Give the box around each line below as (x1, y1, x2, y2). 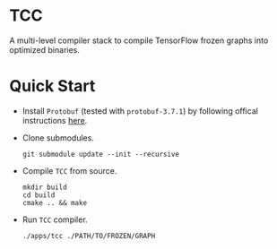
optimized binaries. (9, 44, 81, 55)
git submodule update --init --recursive (22, 150, 179, 159)
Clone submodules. (22, 132, 94, 143)
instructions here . (22, 115, 88, 125)
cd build (22, 190, 56, 200)
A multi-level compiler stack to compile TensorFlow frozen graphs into (9, 35, 269, 46)
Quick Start (9, 76, 96, 97)
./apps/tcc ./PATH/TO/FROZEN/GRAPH (22, 231, 156, 240)
